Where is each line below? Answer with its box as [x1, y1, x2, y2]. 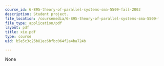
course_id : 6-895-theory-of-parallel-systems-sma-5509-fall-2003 [5, 7, 141, 12]
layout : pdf [5, 25, 29, 30]
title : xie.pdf [5, 30, 36, 34]
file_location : [5, 16, 36, 21]
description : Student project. [5, 12, 69, 16]
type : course [5, 34, 32, 39]
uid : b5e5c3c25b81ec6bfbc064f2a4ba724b [5, 39, 86, 44]
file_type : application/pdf [5, 20, 62, 26]
